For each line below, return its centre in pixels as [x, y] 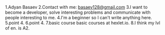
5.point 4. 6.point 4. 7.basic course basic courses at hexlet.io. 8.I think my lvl [83, 23]
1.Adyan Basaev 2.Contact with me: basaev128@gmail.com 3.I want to [76, 7]
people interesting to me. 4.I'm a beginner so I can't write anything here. [79, 17]
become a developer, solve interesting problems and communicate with [78, 12]
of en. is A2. [17, 28]
